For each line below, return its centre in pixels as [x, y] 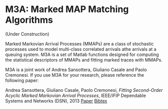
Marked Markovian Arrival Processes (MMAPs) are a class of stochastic [80, 43]
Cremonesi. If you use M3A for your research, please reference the [75, 75]
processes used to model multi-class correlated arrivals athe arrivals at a [81, 49]
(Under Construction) [27, 34]
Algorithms [29, 20]
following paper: [22, 80]
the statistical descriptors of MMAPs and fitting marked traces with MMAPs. [84, 60]
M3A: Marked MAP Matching [67, 9]
